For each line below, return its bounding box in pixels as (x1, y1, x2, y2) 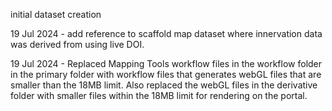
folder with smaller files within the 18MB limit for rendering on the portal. (10, 90, 308, 101)
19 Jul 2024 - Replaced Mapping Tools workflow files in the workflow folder (10, 58, 323, 69)
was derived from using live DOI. (10, 39, 145, 50)
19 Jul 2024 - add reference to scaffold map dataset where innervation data (10, 28, 323, 39)
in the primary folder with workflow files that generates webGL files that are (10, 69, 322, 80)
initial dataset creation (10, 9, 102, 20)
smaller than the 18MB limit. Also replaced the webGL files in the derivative (10, 79, 318, 91)
